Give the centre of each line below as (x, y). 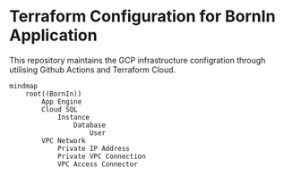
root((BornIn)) (54, 94)
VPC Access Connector (98, 164)
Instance (73, 117)
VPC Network (64, 140)
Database (89, 125)
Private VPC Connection (101, 156)
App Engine (62, 101)
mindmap (24, 86)
